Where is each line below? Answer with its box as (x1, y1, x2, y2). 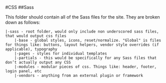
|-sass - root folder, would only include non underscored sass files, (5, 29, 159, 34)
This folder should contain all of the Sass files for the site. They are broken (5, 14, 160, 20)
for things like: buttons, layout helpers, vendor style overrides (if (5, 42, 159, 47)
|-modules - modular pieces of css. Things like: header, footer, (14, 64, 157, 69)
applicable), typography (5, 47, 58, 52)
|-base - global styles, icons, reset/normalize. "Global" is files (14, 38, 161, 43)
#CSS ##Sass (5, 5, 34, 10)
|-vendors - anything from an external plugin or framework (14, 73, 143, 78)
